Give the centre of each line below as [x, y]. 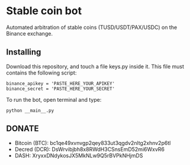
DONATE [22, 129]
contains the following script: [41, 73]
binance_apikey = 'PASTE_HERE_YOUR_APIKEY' [61, 83]
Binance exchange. [30, 33]
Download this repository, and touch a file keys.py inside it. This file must [95, 66]
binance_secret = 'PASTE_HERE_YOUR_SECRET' [61, 89]
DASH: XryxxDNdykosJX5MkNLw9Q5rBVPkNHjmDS [79, 156]
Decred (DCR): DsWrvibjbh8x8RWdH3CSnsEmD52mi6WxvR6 [89, 149]
